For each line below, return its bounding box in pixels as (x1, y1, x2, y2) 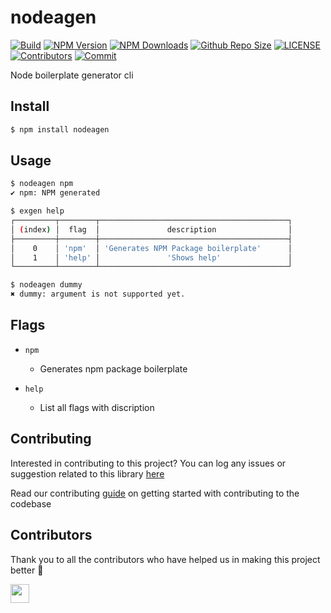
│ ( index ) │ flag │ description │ (10, 224, 293, 235)
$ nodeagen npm (10, 179, 74, 189)
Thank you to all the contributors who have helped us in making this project (10, 553, 321, 565)
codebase (10, 497, 52, 510)
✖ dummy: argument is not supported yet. (10, 289, 186, 300)
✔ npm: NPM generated (10, 188, 101, 198)
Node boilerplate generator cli (10, 69, 134, 81)
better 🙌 (10, 564, 44, 576)
